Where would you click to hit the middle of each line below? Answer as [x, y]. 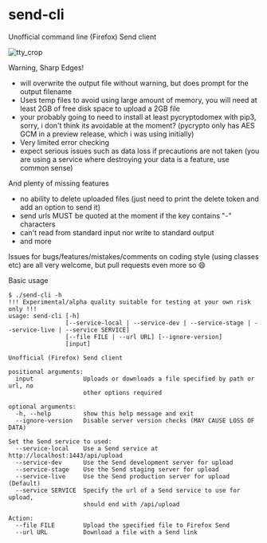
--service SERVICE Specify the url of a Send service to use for [128, 490]
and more [35, 241]
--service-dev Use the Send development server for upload [124, 462]
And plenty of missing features [59, 183]
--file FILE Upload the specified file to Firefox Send [122, 525]
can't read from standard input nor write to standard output [117, 232]
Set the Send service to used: [60, 441]
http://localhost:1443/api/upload [66, 455]
